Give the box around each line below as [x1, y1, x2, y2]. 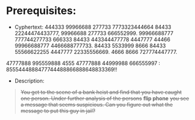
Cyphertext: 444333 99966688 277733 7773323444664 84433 [14, 23, 172, 30]
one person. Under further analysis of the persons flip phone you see [20, 95, 190, 102]
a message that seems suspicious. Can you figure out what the [20, 101, 173, 108]
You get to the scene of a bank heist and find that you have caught [20, 88, 182, 95]
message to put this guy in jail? [20, 107, 96, 114]
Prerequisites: [6, 4, 76, 18]
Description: [14, 77, 45, 84]
